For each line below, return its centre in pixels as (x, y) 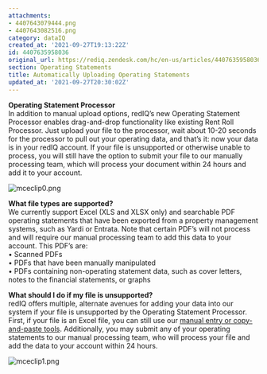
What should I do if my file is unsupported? (81, 294)
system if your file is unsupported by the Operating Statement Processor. (128, 312)
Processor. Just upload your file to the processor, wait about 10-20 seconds (132, 130)
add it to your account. (45, 173)
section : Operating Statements (60, 68)
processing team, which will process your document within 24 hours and (127, 164)
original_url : (32, 60)
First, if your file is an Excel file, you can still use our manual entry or (120, 320)
